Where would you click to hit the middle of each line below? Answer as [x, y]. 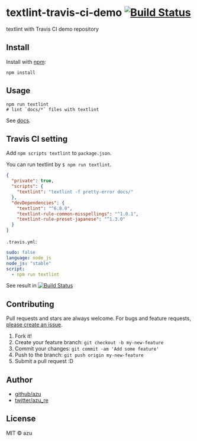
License [21, 419]
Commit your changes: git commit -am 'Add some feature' [87, 349]
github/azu [28, 394]
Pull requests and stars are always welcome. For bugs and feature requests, [98, 318]
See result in [21, 286]
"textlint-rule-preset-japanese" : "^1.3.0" [71, 219]
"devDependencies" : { [38, 203]
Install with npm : [26, 61]
